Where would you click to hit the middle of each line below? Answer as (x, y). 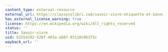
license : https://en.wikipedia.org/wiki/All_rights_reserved (70, 24)
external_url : (20, 14)
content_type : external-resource (40, 10)
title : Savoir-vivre (27, 33)
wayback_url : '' (22, 42)
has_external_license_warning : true (43, 19)
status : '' (16, 28)
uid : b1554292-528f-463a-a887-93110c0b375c (51, 38)
